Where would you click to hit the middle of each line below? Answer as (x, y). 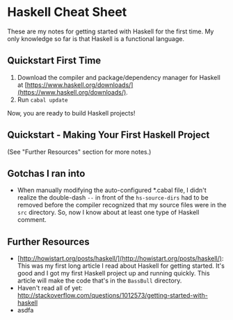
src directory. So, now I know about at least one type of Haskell (108, 212)
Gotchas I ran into (46, 174)
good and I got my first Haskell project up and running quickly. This (113, 273)
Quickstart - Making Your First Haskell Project (109, 135)
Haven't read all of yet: (50, 288)
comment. (32, 220)
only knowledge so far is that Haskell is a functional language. (96, 38)
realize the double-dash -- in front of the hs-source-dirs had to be (113, 198)
